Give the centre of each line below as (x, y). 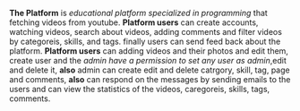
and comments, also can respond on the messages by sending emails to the (150, 79)
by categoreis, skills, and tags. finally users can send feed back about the (145, 41)
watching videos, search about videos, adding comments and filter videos (146, 32)
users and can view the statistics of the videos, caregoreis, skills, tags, (140, 89)
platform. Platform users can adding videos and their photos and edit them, (149, 51)
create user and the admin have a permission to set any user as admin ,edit (148, 60)
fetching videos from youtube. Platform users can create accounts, (134, 22)
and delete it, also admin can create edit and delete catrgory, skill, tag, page (150, 70)
